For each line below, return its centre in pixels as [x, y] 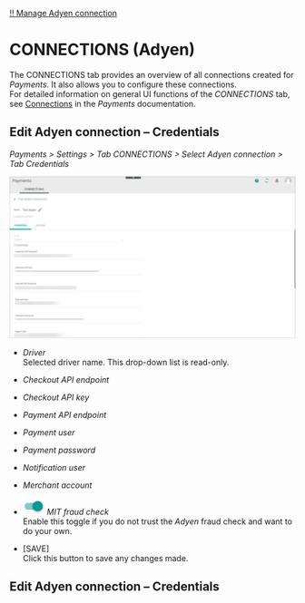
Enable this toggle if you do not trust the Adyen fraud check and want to [157, 521]
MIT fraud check [78, 511]
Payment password [59, 450]
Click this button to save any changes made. [105, 558]
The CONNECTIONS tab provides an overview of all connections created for [152, 74]
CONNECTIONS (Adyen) [102, 50]
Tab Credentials [39, 163]
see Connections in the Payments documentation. [103, 103]
